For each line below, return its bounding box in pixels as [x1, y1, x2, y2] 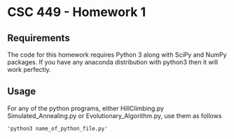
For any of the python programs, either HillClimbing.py [7, 104, 165, 112]
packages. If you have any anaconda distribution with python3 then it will [7, 58, 219, 66]
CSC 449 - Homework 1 [7, 4, 146, 20]
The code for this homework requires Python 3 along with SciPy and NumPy [7, 50, 227, 59]
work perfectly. [7, 66, 51, 73]
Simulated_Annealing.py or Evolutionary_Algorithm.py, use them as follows [7, 111, 222, 119]
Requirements [7, 32, 70, 44]
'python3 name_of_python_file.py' [7, 125, 109, 132]
